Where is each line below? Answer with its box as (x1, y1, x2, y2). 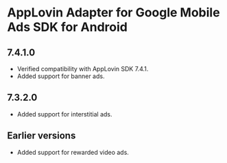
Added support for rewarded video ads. (16, 148, 129, 156)
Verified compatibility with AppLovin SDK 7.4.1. (16, 65, 149, 73)
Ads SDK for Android (7, 19, 128, 35)
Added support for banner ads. (16, 72, 105, 80)
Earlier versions (7, 130, 76, 142)
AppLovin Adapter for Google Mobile (7, 5, 221, 21)
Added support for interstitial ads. (16, 110, 112, 118)
